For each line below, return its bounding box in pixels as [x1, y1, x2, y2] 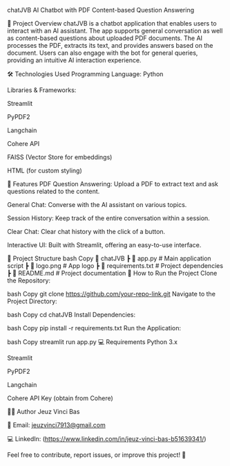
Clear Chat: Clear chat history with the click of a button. [7, 228, 166, 235]
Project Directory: [7, 297, 57, 305]
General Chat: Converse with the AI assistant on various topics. [7, 201, 187, 208]
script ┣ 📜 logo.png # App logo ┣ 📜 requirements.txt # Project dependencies [7, 262, 223, 269]
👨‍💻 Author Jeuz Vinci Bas [7, 408, 80, 415]
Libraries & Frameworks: [7, 86, 77, 94]
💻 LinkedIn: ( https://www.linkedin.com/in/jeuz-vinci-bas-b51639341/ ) [7, 435, 207, 442]
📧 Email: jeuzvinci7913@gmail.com [7, 421, 106, 429]
